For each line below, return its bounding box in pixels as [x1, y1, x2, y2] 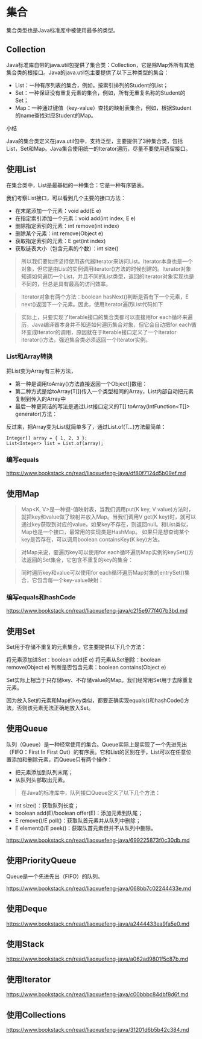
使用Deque [6, 904, 48, 914]
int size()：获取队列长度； [14, 801, 80, 809]
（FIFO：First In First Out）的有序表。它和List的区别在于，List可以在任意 [6, 748, 186, 756]
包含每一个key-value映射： [37, 576, 104, 584]
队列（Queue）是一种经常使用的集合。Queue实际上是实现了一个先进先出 [6, 741, 188, 748]
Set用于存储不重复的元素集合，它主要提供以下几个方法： [6, 643, 147, 651]
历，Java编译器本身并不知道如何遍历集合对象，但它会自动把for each [21, 321, 191, 328]
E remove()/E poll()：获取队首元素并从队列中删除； [14, 816, 142, 824]
